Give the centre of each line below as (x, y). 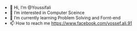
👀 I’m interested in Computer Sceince (47, 13)
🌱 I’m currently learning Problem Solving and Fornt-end (65, 18)
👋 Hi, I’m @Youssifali (30, 8)
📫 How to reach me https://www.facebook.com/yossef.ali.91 (71, 23)
